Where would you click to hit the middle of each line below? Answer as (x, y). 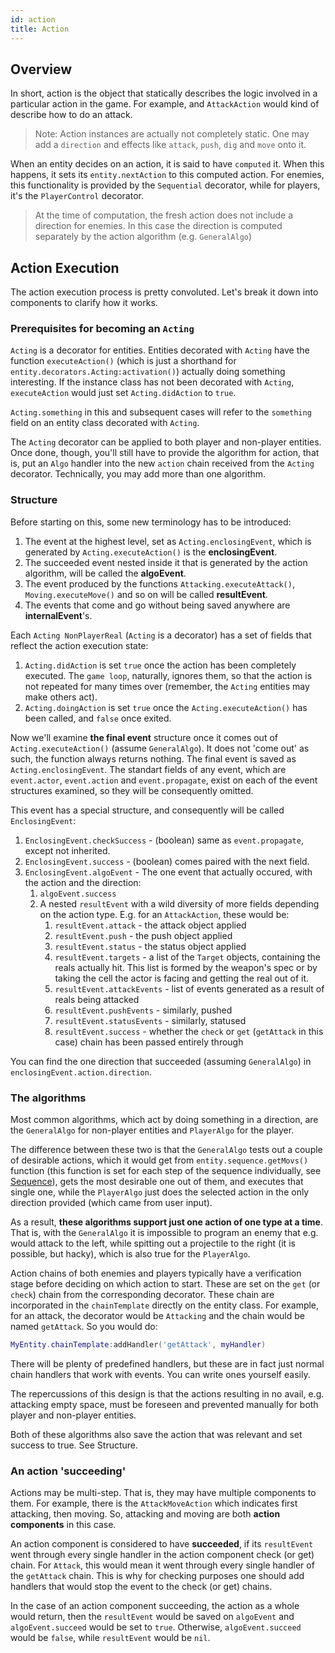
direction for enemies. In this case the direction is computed (158, 226)
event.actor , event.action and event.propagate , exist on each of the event (164, 780)
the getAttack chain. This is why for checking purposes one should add (157, 1576)
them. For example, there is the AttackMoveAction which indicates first (154, 1503)
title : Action (40, 29)
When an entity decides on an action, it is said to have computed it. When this (167, 164)
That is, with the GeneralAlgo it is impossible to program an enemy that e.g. (164, 1233)
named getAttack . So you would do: (84, 1327)
